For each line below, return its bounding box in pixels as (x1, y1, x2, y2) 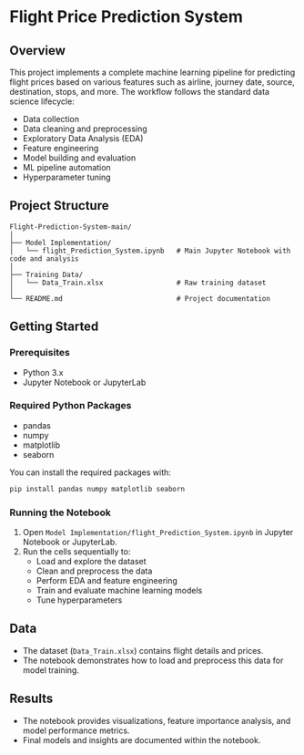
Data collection (22, 114, 80, 124)
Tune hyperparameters (35, 595, 123, 605)
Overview (9, 43, 66, 58)
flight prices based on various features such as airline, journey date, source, (9, 77, 296, 88)
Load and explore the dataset (35, 555, 147, 566)
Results (9, 691, 54, 707)
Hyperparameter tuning (22, 171, 111, 182)
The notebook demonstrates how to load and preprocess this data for (22, 655, 284, 666)
